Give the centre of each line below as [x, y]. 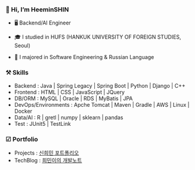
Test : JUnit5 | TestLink [42, 123]
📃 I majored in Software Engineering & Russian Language [84, 57]
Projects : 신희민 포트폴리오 [47, 153]
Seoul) [22, 46]
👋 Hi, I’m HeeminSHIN [37, 10]
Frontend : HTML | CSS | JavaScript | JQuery [69, 92]
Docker [23, 111]
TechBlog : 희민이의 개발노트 [48, 160]
